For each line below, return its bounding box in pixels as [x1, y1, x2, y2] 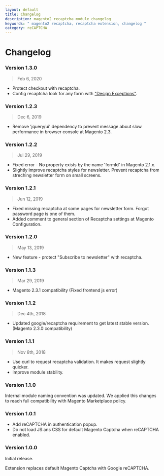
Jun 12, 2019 [17, 196, 43, 202]
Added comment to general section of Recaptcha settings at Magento [12, 216, 154, 222]
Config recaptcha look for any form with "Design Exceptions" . [12, 90, 137, 96]
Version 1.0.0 [5, 444, 37, 451]
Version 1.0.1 [5, 410, 36, 417]
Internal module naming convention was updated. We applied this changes [5, 393, 157, 399]
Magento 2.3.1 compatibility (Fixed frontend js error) [12, 287, 118, 293]
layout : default [5, 7, 38, 12]
